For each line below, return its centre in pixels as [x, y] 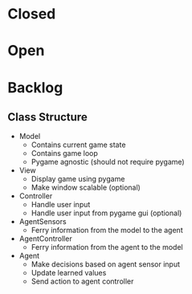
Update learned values [69, 273]
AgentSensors [43, 222]
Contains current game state [78, 145]
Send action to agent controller [82, 281]
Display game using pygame [78, 179]
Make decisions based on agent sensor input [106, 264]
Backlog [35, 87]
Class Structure [47, 117]
